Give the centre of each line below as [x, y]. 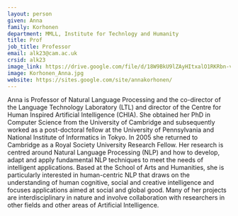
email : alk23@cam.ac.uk [42, 54]
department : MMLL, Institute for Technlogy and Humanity [93, 34]
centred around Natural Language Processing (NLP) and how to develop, [114, 152]
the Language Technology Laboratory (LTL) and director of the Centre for [114, 108]
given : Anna [25, 21]
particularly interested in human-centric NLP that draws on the [98, 175]
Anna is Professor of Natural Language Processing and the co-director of [114, 100]
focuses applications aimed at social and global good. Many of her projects [117, 190]
